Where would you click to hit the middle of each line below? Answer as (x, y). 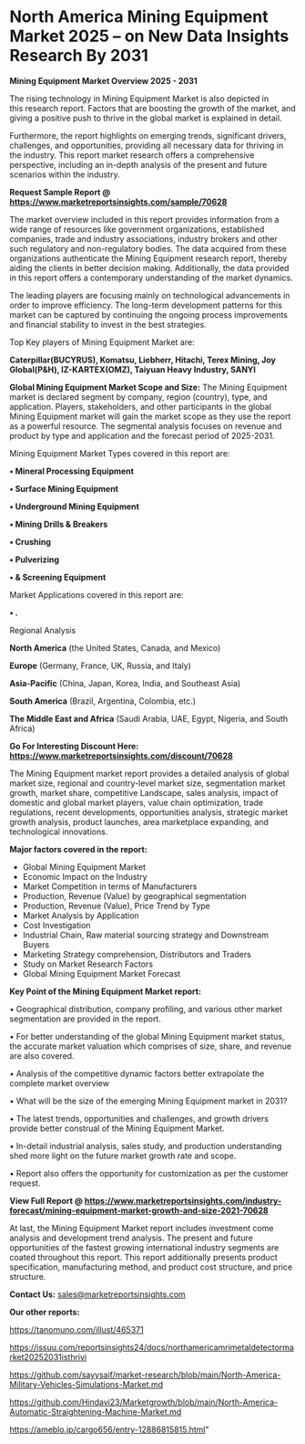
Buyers (36, 944)
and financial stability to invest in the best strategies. (108, 324)
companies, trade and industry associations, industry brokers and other (143, 238)
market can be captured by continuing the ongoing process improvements (149, 314)
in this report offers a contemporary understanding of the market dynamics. (151, 277)
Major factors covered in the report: (78, 849)
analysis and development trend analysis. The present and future (131, 1238)
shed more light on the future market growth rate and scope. (123, 1156)
